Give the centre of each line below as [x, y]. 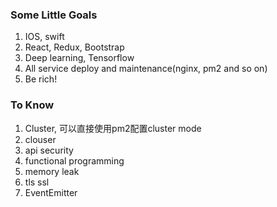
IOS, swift [44, 37]
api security [49, 150]
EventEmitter [51, 192]
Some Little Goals [54, 15]
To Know [32, 105]
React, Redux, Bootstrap [74, 47]
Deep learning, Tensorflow [79, 58]
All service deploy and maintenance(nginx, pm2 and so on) [146, 69]
